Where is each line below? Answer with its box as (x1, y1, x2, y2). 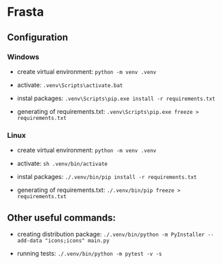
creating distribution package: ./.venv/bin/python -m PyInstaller (16, 230, 205, 238)
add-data (16, 237, 42, 244)
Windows (7, 52, 40, 62)
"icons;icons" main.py (45, 237, 110, 244)
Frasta (7, 4, 45, 20)
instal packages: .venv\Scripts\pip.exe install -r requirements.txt (16, 94, 216, 102)
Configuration (7, 32, 69, 43)
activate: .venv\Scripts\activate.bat (16, 80, 123, 89)
